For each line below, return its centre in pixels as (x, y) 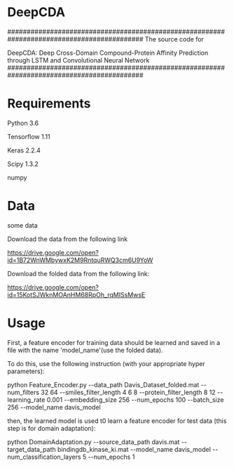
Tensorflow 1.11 (29, 136)
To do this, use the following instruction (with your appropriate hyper (106, 363)
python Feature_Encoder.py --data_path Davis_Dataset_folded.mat (103, 384)
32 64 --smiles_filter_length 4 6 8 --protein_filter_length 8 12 (128, 392)
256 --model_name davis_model (54, 407)
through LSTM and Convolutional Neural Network (78, 60)
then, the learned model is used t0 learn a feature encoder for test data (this (117, 421)
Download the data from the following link (68, 239)
